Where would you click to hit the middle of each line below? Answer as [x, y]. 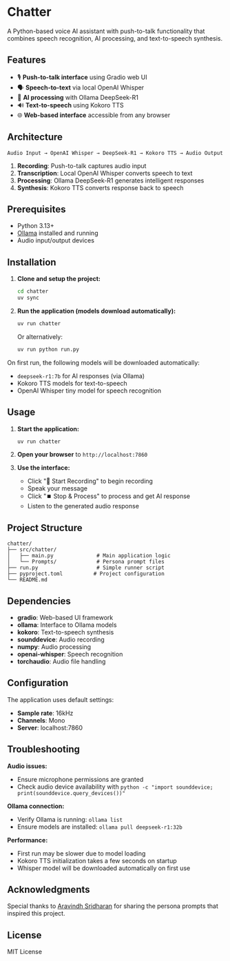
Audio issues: [27, 766]
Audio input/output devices [56, 240]
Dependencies [39, 601]
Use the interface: [43, 468]
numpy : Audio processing [54, 647]
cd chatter [33, 291]
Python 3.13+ [36, 226]
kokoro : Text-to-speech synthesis [65, 632]
